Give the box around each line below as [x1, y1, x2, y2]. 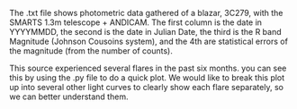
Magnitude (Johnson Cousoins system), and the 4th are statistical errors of [9, 36, 288, 46]
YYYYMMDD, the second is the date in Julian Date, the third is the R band [9, 27, 282, 37]
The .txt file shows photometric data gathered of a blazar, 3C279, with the [9, 8, 283, 18]
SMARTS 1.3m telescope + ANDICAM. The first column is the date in [9, 17, 263, 28]
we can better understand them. [9, 91, 129, 102]
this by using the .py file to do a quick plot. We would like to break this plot [9, 72, 285, 83]
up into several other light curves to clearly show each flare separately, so [9, 82, 283, 92]
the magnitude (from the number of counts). [9, 46, 173, 56]
